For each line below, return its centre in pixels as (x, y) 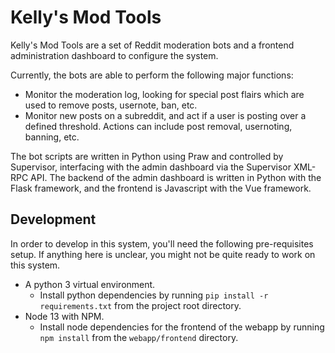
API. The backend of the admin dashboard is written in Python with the (176, 177)
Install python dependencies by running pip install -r (154, 295)
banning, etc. (52, 137)
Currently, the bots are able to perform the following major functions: (152, 75)
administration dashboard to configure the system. (114, 55)
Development (53, 219)
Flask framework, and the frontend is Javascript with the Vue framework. (161, 188)
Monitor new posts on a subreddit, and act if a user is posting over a (165, 115)
